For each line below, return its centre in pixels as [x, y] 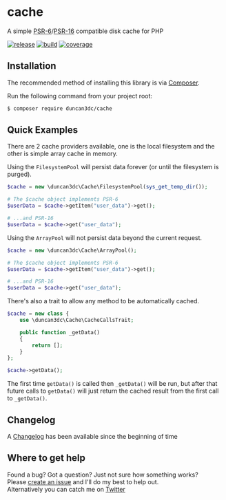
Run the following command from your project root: [80, 96]
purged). [20, 174]
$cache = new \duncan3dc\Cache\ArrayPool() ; [72, 250]
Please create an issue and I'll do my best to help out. [83, 481]
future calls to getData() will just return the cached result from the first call [113, 391]
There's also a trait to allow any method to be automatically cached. [103, 301]
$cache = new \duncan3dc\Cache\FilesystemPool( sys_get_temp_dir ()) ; [107, 187]
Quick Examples [43, 130]
